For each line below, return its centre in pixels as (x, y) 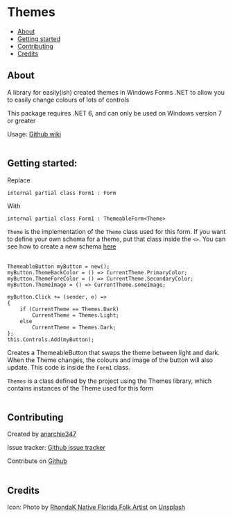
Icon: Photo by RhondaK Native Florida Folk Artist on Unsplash (96, 507)
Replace (19, 180)
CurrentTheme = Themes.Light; (76, 315)
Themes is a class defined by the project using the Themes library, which (110, 381)
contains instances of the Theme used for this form (80, 388)
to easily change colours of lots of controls (68, 100)
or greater (21, 120)
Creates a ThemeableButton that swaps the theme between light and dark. (114, 352)
